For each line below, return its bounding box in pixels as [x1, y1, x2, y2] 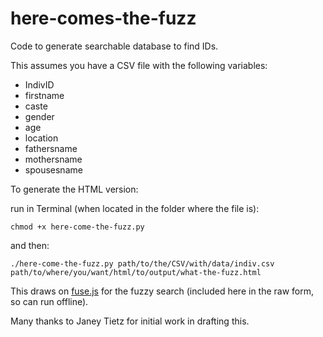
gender [24, 110, 55, 122]
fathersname [24, 142, 78, 154]
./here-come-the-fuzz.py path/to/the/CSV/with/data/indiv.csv [10, 258, 275, 269]
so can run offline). [10, 295, 89, 307]
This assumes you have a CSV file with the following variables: [10, 59, 268, 71]
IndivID [24, 78, 55, 91]
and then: [10, 239, 50, 251]
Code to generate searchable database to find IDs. [10, 40, 219, 52]
